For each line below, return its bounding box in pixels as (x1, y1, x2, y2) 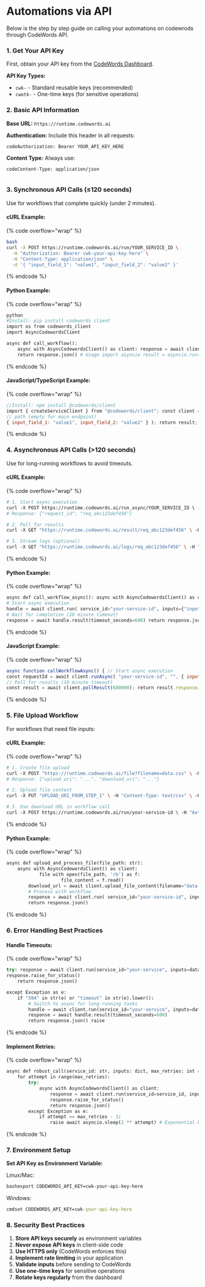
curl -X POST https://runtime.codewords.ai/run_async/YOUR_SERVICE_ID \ (6, 505, 195, 511)
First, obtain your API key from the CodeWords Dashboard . (6, 60, 154, 68)
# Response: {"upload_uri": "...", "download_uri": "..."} (6, 776, 160, 782)
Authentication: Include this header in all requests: (6, 132, 135, 139)
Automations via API (6, 4, 112, 18)
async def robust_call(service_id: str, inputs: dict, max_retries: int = (6, 1068, 201, 1075)
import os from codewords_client (6, 323, 92, 330)
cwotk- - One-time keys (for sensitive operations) (15, 91, 139, 98)
